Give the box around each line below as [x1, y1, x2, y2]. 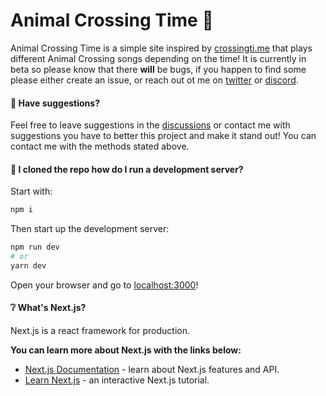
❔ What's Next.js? [10, 302, 87, 314]
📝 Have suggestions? [10, 97, 100, 109]
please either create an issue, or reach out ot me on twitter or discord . [10, 74, 299, 86]
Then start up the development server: [10, 223, 170, 235]
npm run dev [10, 242, 60, 253]
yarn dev [10, 260, 47, 271]
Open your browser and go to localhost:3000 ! [10, 279, 199, 291]
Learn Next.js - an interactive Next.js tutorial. [24, 374, 210, 386]
